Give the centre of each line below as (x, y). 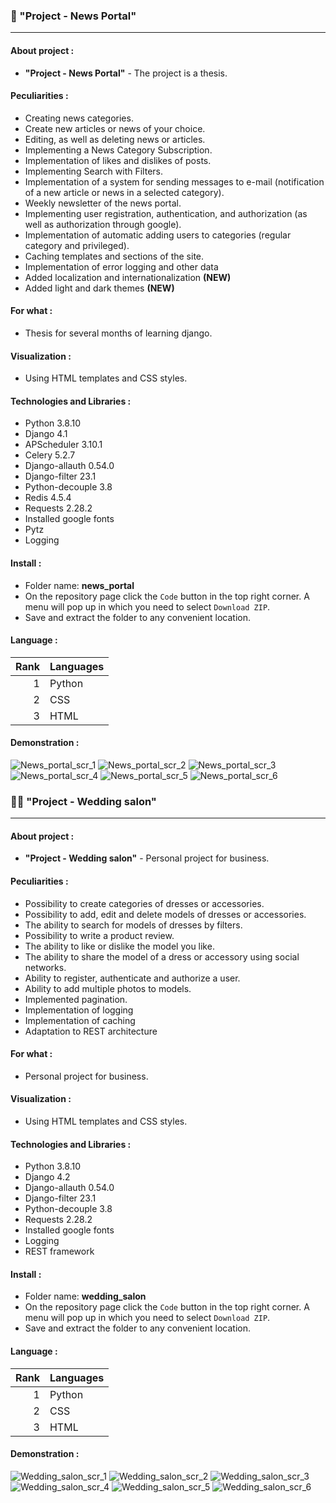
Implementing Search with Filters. (93, 171)
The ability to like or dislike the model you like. (119, 946)
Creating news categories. (79, 118)
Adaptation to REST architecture (91, 1031)
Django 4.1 (46, 434)
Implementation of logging (79, 1010)
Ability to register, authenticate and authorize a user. (132, 978)
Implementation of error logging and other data (121, 266)
